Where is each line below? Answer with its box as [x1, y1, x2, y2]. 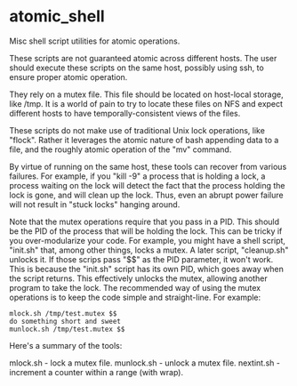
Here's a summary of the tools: [9, 340, 123, 350]
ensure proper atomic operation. [9, 71, 128, 82]
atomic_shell [9, 6, 105, 27]
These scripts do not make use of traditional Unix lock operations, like [9, 125, 265, 135]
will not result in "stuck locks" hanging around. [9, 198, 181, 210]
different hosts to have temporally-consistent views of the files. [9, 108, 241, 118]
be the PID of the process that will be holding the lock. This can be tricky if [9, 225, 283, 237]
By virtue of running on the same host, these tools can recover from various [9, 161, 287, 172]
